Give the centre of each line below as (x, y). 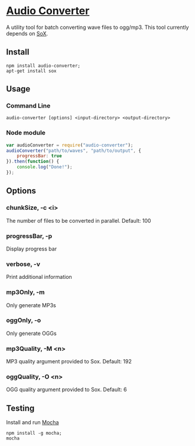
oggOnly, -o (24, 320)
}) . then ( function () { (33, 162)
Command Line (28, 106)
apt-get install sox (32, 71)
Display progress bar (32, 249)
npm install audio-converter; (43, 66)
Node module (26, 133)
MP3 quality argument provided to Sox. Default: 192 (69, 362)
